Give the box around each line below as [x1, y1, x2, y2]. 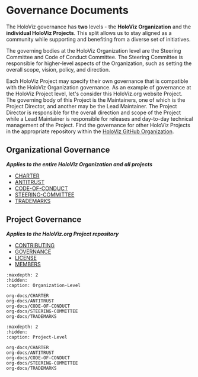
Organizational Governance [6, 145, 110, 155]
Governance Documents [6, 4, 129, 17]
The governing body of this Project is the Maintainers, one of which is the [6, 96, 186, 104]
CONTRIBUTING [14, 241, 55, 249]
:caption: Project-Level [6, 334, 68, 340]
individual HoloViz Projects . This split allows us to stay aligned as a [6, 29, 172, 36]
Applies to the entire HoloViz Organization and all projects [6, 160, 153, 167]
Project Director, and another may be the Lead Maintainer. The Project [6, 102, 177, 109]
